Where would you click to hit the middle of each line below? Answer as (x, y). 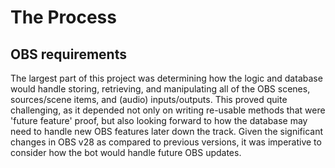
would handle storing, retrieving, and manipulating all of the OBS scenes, (160, 89)
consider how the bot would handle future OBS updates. (126, 152)
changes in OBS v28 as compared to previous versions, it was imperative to (166, 142)
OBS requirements (68, 54)
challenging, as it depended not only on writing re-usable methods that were (168, 110)
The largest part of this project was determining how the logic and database (166, 78)
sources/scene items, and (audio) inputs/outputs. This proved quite (149, 99)
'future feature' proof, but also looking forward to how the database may (159, 120)
